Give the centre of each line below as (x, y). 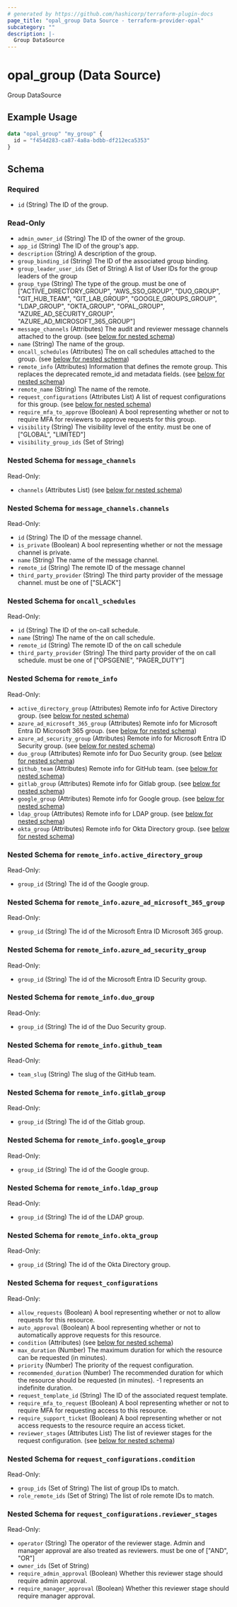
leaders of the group (47, 276)
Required (23, 189)
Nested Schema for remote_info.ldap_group (83, 1188)
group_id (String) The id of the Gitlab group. (81, 1121)
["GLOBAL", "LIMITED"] (52, 434)
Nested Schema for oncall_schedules (72, 601)
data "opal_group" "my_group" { (55, 133)
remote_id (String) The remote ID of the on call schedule (99, 645)
